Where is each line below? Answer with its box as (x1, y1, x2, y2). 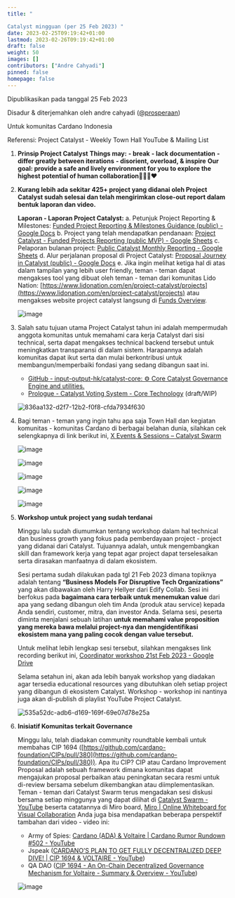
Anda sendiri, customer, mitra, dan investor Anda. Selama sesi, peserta (17, 608, 222, 616)
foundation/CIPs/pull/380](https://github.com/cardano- (17, 750, 177, 759)
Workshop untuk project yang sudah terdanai (17, 513, 153, 521)
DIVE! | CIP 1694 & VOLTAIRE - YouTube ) (27, 854, 145, 862)
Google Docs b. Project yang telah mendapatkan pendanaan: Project (17, 229, 216, 237)
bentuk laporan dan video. (17, 200, 96, 208)
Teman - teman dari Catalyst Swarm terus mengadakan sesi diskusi (17, 788, 213, 796)
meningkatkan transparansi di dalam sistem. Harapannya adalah (17, 345, 203, 354)
